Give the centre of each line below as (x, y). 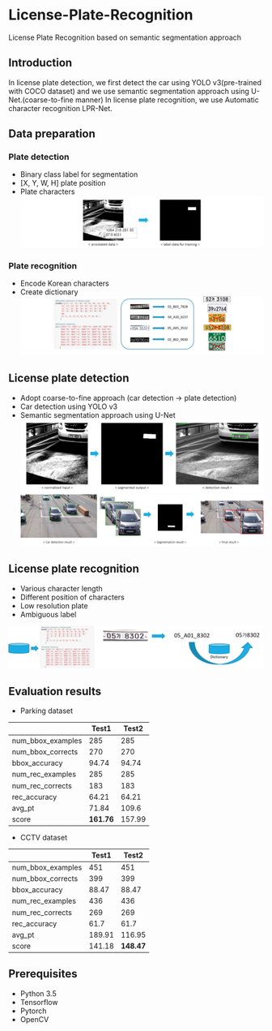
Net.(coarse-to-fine (41, 100)
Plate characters (47, 191)
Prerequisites (43, 974)
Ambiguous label (48, 614)
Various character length (61, 588)
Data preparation (52, 134)
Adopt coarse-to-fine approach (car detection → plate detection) (128, 397)
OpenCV (34, 1019)
